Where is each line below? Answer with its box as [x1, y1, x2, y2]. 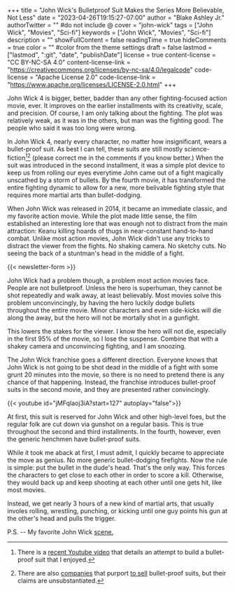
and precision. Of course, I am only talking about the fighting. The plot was [7, 109, 222, 117]
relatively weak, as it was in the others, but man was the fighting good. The [7, 116, 224, 125]
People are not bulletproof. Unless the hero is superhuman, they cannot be [7, 283, 222, 292]
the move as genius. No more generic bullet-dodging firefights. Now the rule [7, 456, 227, 464]
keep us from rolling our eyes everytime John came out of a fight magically [7, 168, 224, 177]
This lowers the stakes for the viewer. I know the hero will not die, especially [7, 327, 227, 335]
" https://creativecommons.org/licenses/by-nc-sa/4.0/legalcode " [7, 66, 194, 74]
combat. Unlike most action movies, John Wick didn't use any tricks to [7, 234, 210, 243]
